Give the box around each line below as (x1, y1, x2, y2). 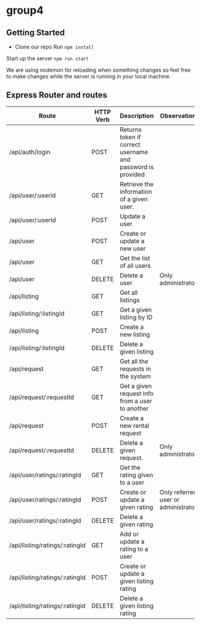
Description (119, 111, 154, 120)
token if (119, 133, 141, 141)
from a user (119, 397, 153, 405)
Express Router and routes (6, 90, 108, 100)
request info (119, 389, 154, 398)
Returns (119, 125, 142, 133)
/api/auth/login (9, 148, 51, 156)
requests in (119, 364, 151, 373)
